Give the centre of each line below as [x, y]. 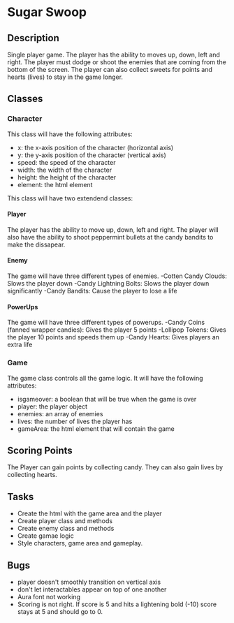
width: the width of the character [65, 170]
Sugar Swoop [47, 12]
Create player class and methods [65, 521]
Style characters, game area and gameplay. [80, 543]
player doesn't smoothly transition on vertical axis [89, 582]
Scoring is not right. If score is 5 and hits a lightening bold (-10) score [117, 604]
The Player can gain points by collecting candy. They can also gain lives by [115, 467]
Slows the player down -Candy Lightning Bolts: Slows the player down [108, 284]
